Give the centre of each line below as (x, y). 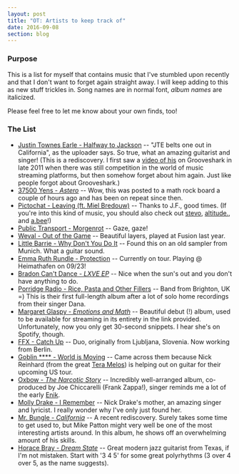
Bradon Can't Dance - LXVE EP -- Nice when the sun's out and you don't (125, 273)
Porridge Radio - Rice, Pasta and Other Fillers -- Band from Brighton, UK (124, 289)
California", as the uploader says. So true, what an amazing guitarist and (124, 152)
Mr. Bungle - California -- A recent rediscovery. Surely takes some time (122, 417)
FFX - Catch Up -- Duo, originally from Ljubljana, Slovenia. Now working (123, 341)
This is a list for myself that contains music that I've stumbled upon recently (118, 74)
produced (32, 387)
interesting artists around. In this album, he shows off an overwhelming (122, 433)
